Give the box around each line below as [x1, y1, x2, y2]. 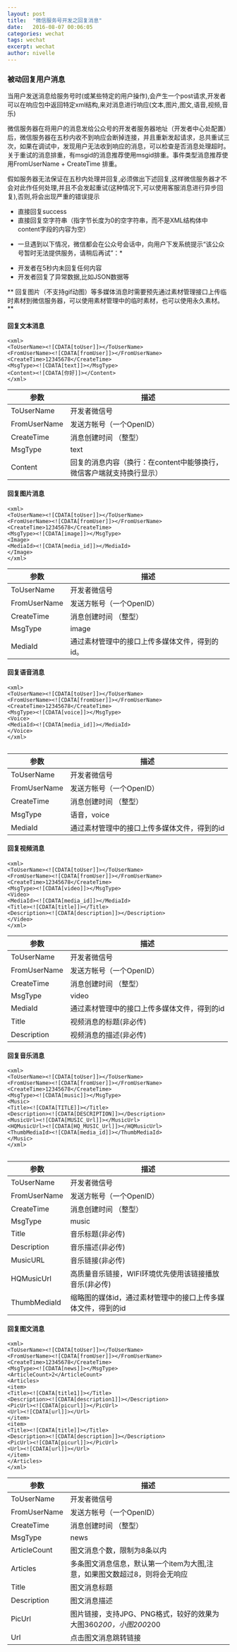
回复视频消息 [7, 844, 44, 853]
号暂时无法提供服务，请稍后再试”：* [17, 249, 123, 258]
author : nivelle [7, 50, 55, 57]
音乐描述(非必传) [70, 1243, 126, 1252]
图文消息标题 [70, 1583, 113, 1593]
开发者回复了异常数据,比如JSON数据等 [17, 273, 130, 281]
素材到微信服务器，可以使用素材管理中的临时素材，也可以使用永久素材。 [13, 297, 224, 305]
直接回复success [17, 208, 67, 216]
